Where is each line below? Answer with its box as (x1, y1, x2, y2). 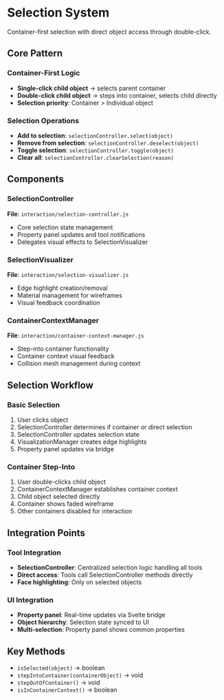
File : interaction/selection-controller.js (7, 209, 129, 218)
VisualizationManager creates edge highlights (16, 437, 147, 446)
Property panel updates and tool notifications (16, 230, 146, 238)
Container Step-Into (7, 462, 76, 471)
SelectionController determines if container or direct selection (16, 422, 192, 431)
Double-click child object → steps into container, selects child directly (16, 91, 218, 99)
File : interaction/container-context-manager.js (7, 331, 144, 340)
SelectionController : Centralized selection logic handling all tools (16, 563, 203, 571)
